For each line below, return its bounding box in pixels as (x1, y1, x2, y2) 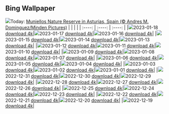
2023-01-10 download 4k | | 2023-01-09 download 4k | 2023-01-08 (5, 49, 155, 55)
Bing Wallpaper (5, 4, 55, 13)
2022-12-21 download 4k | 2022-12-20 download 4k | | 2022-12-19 (5, 97, 153, 103)
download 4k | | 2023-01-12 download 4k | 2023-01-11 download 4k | (5, 42, 156, 49)
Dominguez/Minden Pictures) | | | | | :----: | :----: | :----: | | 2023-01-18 (5, 24, 158, 30)
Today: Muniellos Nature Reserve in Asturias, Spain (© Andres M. (10, 18, 149, 25)
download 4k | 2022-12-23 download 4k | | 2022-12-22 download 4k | (5, 91, 158, 97)
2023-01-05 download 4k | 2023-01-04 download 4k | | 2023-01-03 (5, 61, 156, 67)
